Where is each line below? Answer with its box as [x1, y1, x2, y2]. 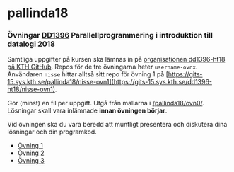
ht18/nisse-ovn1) [7, 85, 55, 93]
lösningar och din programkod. [7, 127, 97, 136]
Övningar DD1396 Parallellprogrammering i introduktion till [7, 30, 213, 40]
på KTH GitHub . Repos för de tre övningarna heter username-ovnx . [7, 62, 198, 71]
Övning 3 [17, 156, 45, 165]
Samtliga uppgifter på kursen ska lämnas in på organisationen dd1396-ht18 [7, 55, 226, 64]
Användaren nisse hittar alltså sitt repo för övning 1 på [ [7, 70, 168, 79]
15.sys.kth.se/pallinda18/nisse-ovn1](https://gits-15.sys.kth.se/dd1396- [7, 78, 213, 86]
